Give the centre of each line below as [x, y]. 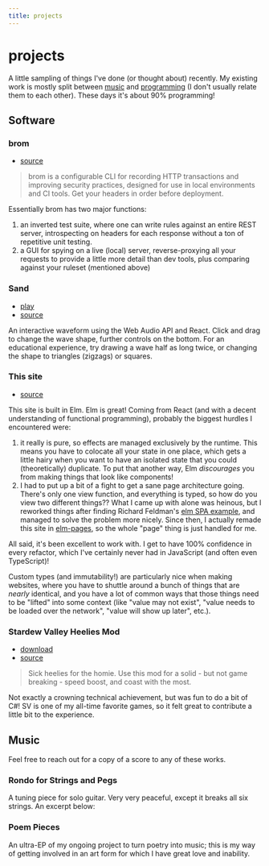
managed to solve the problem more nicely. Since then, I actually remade [141, 520]
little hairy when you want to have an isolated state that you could [128, 459]
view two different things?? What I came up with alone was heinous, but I [141, 502]
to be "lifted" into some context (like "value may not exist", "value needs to [132, 602]
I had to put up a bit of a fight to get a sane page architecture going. [132, 485]
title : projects [35, 16]
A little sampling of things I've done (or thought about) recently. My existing [133, 78]
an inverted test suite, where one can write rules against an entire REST [138, 225]
